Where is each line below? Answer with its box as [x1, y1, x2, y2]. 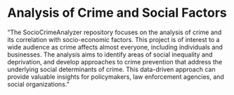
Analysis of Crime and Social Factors [7, 5, 227, 21]
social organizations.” [7, 80, 70, 88]
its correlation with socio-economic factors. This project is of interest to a [7, 35, 220, 43]
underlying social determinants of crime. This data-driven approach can [7, 65, 216, 73]
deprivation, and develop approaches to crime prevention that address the [7, 57, 223, 66]
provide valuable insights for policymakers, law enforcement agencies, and [7, 72, 225, 81]
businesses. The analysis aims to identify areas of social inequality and [7, 50, 213, 59]
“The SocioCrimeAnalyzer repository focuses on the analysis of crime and [7, 28, 222, 36]
